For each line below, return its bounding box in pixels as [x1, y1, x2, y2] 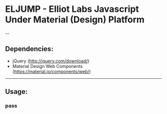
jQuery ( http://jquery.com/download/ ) [12, 58, 89, 64]
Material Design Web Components [12, 63, 83, 69]
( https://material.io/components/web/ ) [12, 68, 91, 74]
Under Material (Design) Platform [5, 14, 145, 25]
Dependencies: [5, 45, 54, 53]
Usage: [5, 88, 28, 96]
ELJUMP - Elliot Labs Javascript [5, 3, 139, 15]
